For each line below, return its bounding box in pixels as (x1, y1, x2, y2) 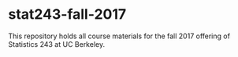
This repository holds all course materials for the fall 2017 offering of (8, 31, 231, 41)
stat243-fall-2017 (8, 5, 127, 23)
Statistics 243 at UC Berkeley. (8, 39, 105, 48)
